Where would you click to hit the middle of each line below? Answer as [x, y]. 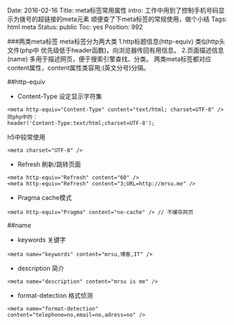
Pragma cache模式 [44, 198]
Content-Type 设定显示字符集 [60, 96]
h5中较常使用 [26, 137]
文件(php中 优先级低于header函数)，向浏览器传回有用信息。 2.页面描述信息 [116, 50]
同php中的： [23, 117]
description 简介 [41, 268]
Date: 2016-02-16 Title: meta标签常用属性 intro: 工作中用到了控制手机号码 [113, 10]
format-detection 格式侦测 [55, 296]
